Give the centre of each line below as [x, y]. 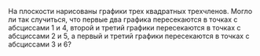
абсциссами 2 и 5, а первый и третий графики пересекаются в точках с [129, 36]
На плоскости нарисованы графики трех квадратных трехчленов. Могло [130, 11]
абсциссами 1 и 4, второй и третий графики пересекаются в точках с [125, 28]
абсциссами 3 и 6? [40, 44]
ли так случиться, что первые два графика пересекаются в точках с [123, 19]
